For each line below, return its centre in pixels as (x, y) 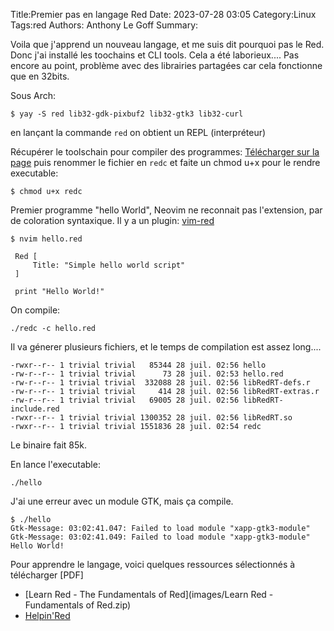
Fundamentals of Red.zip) (78, 605)
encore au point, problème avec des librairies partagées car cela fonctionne (166, 65)
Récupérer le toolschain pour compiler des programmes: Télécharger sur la (165, 152)
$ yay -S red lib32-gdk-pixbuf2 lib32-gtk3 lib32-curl (127, 114)
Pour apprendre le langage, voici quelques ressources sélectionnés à (153, 564)
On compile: (35, 310)
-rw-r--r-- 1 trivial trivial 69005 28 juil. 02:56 (125, 400)
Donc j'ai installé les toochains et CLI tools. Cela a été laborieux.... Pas (155, 55)
